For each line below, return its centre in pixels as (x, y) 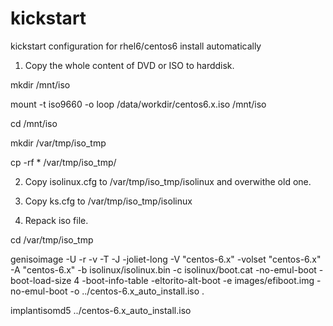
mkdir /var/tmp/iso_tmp (58, 143)
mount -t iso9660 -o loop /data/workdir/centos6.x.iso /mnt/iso (138, 104)
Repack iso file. (56, 220)
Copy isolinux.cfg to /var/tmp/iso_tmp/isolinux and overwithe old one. (168, 181)
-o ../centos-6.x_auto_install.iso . (137, 291)
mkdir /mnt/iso (40, 84)
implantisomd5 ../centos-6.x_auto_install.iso (101, 310)
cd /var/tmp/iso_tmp (52, 239)
